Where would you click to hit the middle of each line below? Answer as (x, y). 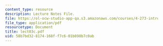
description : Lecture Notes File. (40, 14)
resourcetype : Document (29, 27)
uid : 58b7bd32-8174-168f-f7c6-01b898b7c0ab (50, 36)
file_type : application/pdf (33, 23)
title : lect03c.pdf (25, 32)
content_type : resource (29, 9)
